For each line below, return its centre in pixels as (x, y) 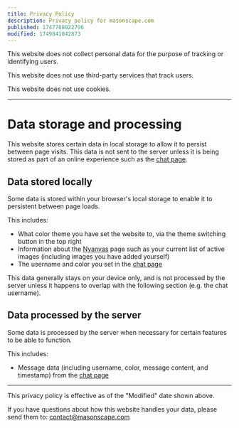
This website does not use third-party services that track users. (101, 75)
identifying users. (33, 62)
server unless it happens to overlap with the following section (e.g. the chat (118, 285)
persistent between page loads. (54, 206)
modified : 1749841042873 (44, 34)
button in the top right (49, 241)
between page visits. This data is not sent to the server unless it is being (113, 152)
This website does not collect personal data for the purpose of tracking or (116, 54)
